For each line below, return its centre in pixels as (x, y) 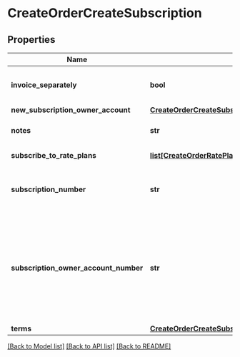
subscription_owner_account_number (77, 268)
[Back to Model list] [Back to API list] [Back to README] (89, 346)
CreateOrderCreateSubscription (105, 13)
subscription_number (49, 189)
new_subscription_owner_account (71, 110)
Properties (31, 40)
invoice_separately (44, 85)
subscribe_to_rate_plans (54, 155)
